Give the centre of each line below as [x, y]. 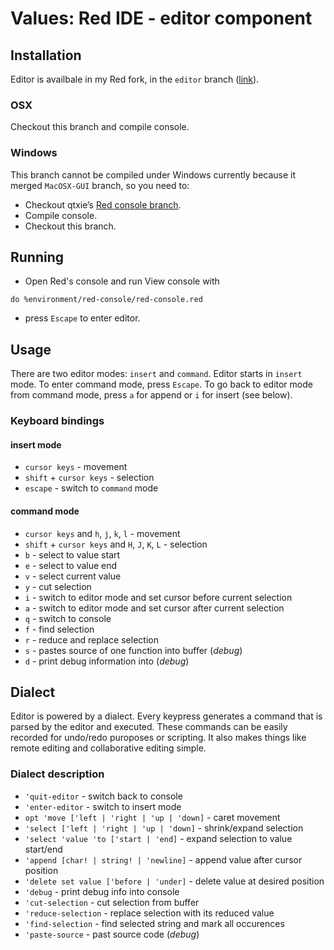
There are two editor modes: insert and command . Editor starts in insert [156, 374]
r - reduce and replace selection [91, 639]
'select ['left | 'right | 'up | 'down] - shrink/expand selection [164, 828]
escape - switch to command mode [91, 488]
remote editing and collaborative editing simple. [108, 748]
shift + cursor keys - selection [89, 478]
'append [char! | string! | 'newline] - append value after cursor [163, 859]
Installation [46, 55]
